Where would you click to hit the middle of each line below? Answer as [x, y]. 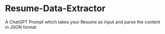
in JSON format [21, 27]
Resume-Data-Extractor [55, 8]
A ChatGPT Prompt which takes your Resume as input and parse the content [83, 22]
